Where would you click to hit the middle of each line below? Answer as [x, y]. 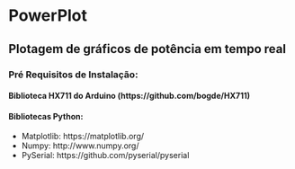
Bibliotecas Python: [46, 116]
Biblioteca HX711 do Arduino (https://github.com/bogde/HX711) [130, 96]
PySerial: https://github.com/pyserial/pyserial [105, 156]
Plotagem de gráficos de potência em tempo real [147, 49]
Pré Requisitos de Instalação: [73, 75]
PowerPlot [48, 16]
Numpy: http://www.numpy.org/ [80, 146]
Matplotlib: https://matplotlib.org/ [83, 137]
